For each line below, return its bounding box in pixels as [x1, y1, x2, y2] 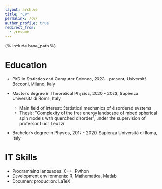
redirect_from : [5, 25, 36, 30]
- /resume [9, 30, 29, 34]
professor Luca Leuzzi [19, 120, 65, 126]
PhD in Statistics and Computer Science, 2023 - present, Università [12, 76, 147, 81]
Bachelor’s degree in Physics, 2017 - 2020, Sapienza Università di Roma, [12, 129, 158, 136]
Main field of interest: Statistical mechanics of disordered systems [19, 105, 152, 110]
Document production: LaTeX [12, 178, 71, 184]
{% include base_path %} [5, 43, 56, 48]
